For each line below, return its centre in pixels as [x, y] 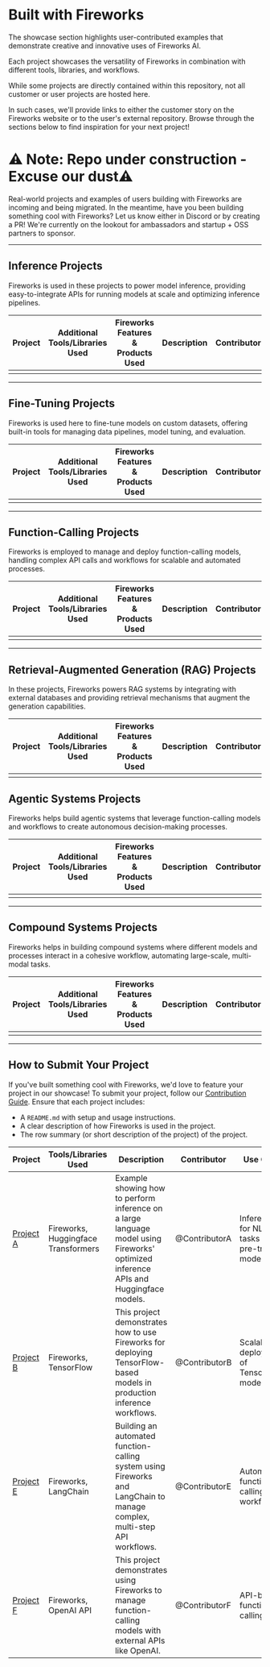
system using [141, 1466]
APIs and [132, 1278]
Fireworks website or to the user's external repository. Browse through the [131, 118]
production [136, 1392]
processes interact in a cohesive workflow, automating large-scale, [119, 955]
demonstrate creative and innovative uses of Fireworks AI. [105, 45]
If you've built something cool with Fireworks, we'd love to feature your [126, 1084]
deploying [134, 1352]
